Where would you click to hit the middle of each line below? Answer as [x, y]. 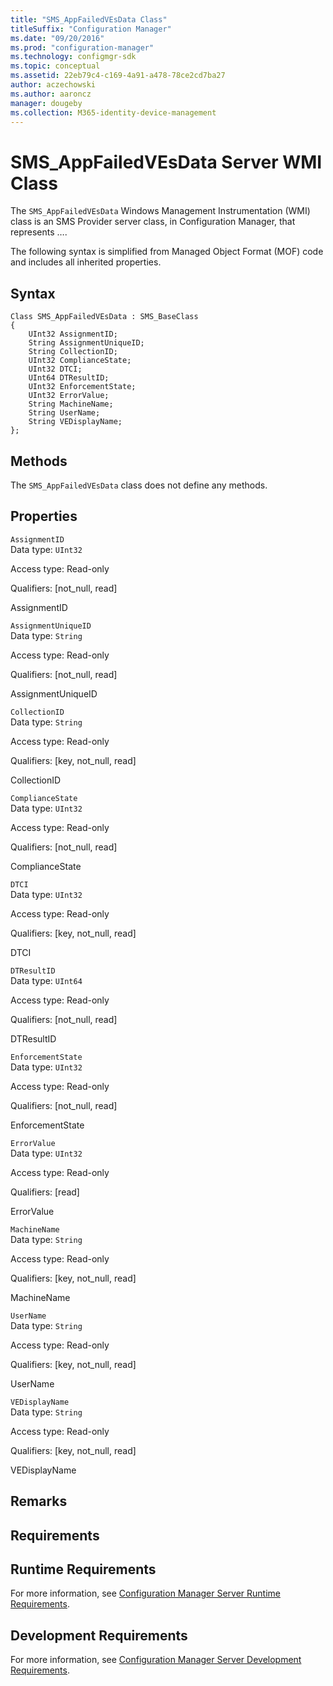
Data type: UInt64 [46, 980]
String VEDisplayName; [75, 422]
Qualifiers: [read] [45, 1192]
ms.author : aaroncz [51, 94]
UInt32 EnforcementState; [82, 387]
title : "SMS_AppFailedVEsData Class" [89, 19]
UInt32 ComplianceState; [80, 361]
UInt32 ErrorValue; [69, 396]
